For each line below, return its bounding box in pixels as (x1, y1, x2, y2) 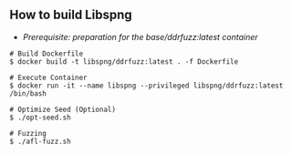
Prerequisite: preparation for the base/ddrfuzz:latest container (22, 31, 258, 42)
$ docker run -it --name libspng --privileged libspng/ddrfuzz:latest (9, 81, 284, 90)
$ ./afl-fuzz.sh (9, 137, 71, 146)
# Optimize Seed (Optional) (9, 105, 117, 114)
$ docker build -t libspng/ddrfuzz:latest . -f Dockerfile (9, 56, 239, 67)
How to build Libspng (9, 7, 132, 23)
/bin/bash (9, 88, 47, 98)
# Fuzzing (9, 128, 47, 138)
